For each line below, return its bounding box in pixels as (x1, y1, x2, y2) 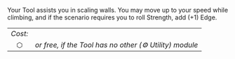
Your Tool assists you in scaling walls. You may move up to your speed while (7, 6, 229, 14)
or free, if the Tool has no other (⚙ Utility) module (34, 40, 199, 49)
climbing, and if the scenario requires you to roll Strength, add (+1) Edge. (7, 13, 217, 22)
